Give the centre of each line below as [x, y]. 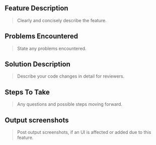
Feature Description [36, 8]
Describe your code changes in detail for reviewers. [71, 76]
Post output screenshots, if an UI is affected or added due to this [84, 132]
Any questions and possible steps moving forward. [70, 104]
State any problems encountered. [52, 48]
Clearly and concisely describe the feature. [62, 20]
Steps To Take [27, 92]
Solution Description [38, 64]
